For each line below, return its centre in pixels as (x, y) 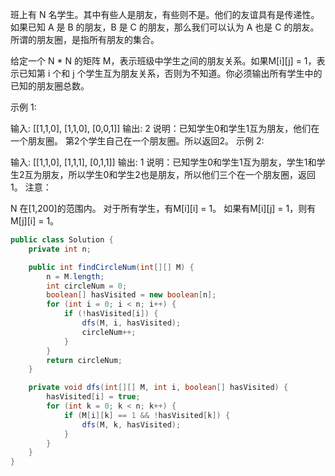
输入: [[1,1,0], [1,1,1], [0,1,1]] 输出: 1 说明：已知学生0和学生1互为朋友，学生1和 (163, 162)
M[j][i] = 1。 (35, 221)
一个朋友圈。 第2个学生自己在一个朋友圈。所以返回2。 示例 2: (137, 141)
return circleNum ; (84, 360)
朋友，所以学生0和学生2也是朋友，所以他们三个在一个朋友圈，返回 (178, 174)
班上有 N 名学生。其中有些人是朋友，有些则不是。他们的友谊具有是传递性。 (165, 14)
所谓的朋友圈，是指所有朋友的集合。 (85, 39)
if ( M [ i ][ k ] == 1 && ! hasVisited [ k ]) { (147, 415)
